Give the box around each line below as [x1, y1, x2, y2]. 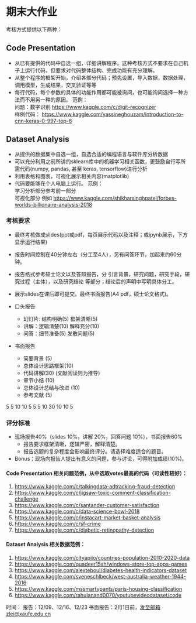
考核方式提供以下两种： [6, 26, 62, 33]
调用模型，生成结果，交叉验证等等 [14, 81, 97, 88]
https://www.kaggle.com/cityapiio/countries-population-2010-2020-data [14, 554, 190, 561]
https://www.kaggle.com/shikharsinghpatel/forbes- [53, 194, 177, 201]
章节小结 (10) [23, 376, 55, 384]
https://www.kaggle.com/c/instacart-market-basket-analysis [14, 514, 161, 521]
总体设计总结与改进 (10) [23, 384, 80, 391]
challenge [14, 495, 38, 502]
